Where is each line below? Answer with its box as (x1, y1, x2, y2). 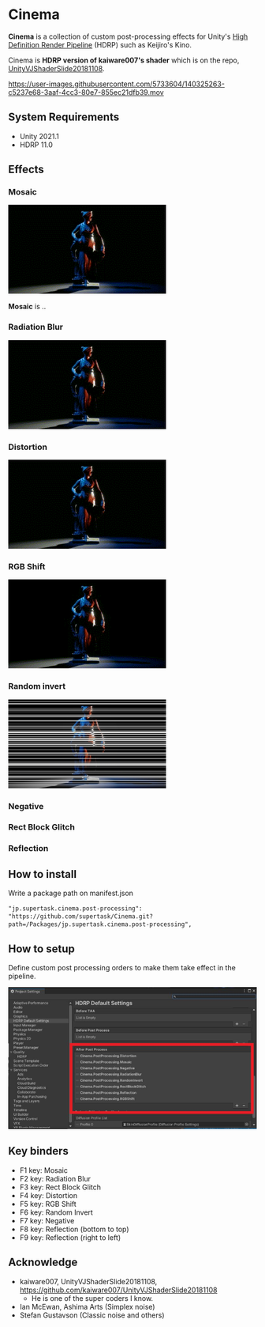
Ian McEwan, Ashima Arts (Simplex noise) (19, 1302, 155, 1311)
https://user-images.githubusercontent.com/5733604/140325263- (8, 79, 225, 89)
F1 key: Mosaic (19, 1165, 69, 1175)
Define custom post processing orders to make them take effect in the (8, 963, 237, 973)
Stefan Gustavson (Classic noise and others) (19, 1310, 165, 1320)
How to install (8, 868, 77, 881)
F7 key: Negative (19, 1215, 75, 1225)
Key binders (8, 1144, 69, 1158)
